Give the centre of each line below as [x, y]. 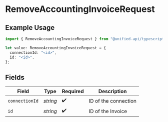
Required [73, 92]
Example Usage [30, 28]
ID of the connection [112, 101]
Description [112, 92]
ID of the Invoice [108, 111]
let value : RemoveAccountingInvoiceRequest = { [56, 48]
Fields [15, 77]
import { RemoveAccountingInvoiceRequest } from [57, 39]
